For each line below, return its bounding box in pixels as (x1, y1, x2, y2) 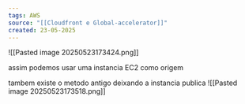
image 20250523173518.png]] (8, 87, 106, 96)
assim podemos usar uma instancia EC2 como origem (8, 63, 184, 72)
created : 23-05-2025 (8, 26, 77, 34)
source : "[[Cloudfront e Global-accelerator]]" (8, 19, 168, 27)
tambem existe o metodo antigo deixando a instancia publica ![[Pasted (8, 78, 238, 87)
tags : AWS (8, 11, 41, 20)
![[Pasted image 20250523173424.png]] (8, 48, 139, 58)
